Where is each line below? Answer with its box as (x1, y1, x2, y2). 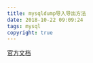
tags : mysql (7, 23, 41, 29)
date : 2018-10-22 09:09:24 (7, 16, 83, 23)
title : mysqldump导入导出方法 (7, 10, 86, 17)
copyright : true (7, 29, 53, 36)
